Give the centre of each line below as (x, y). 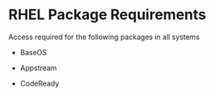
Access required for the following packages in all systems (104, 37)
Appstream (39, 68)
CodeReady (39, 83)
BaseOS (33, 52)
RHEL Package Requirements (107, 15)
